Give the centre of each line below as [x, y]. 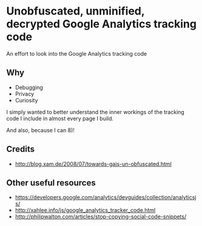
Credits [21, 149]
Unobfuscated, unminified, [76, 11]
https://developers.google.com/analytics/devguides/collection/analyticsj [106, 198]
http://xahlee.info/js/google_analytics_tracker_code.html [85, 210]
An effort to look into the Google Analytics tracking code [77, 53]
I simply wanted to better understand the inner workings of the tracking [96, 112]
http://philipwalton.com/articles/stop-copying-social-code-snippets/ [101, 217]
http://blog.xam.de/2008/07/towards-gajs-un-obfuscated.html [93, 164]
